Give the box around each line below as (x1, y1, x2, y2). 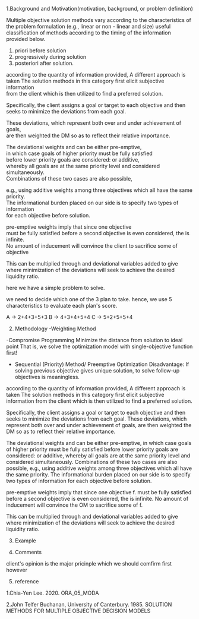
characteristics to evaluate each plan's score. (6, 302, 118, 309)
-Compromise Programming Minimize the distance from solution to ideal (6, 337, 183, 343)
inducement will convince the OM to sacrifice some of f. (6, 501, 143, 509)
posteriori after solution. (14, 59, 74, 67)
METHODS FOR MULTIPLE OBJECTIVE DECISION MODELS (6, 607, 151, 614)
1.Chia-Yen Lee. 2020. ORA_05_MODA (6, 589, 99, 596)
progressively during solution (14, 53, 87, 60)
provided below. (6, 36, 46, 42)
